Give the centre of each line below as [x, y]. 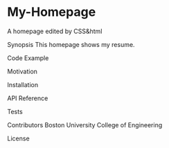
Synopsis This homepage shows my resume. [71, 44]
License [18, 138]
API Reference [28, 98]
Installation [23, 84]
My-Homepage [52, 12]
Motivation [23, 71]
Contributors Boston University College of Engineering [85, 124]
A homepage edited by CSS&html [55, 31]
